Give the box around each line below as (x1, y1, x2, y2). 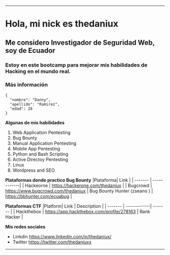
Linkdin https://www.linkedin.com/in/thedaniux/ (12, 233, 112, 239)
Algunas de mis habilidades (5, 119, 65, 125)
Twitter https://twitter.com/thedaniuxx (12, 239, 92, 245)
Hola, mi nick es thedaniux (5, 18, 119, 29)
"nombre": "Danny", (10, 97, 51, 102)
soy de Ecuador (5, 46, 56, 55)
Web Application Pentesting (12, 129, 71, 135)
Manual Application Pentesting (12, 140, 77, 146)
